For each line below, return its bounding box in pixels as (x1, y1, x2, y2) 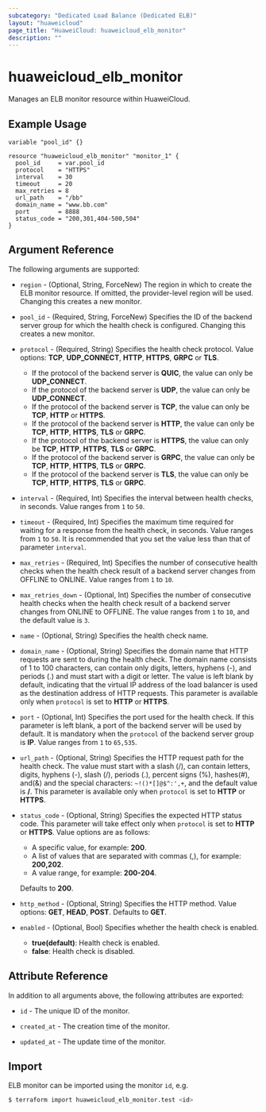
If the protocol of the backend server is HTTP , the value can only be (31, 419, 255, 428)
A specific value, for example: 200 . (31, 843, 147, 852)
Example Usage (8, 117, 87, 131)
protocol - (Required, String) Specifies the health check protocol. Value (19, 344, 254, 353)
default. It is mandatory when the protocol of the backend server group (19, 728, 254, 739)
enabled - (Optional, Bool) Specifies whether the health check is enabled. (19, 922, 259, 932)
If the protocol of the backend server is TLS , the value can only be (31, 469, 249, 479)
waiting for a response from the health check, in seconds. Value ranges (19, 525, 254, 535)
